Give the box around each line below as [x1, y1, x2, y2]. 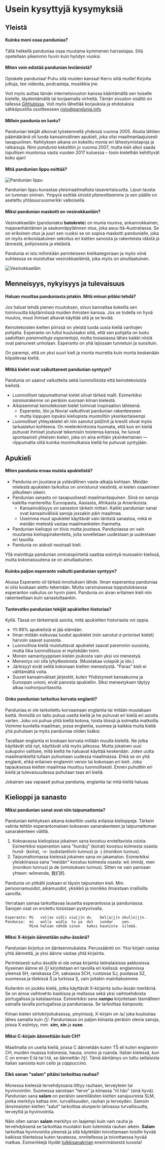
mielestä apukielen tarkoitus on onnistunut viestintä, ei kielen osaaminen [12, 484, 160, 490]
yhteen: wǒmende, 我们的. [12, 870, 66, 876]
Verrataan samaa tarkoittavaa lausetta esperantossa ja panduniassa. [5, 900, 144, 906]
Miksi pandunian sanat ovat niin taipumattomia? [5, 807, 106, 813]
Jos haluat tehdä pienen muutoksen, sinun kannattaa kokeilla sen [5, 304, 137, 310]
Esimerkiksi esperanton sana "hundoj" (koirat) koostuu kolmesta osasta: [12, 843, 159, 850]
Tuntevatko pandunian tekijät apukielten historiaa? [5, 606, 112, 612]
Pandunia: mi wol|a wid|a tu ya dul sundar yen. [5, 919, 132, 924]
